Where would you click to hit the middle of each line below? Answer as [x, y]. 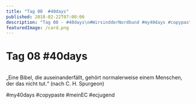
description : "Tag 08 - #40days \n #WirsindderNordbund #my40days [86, 22]
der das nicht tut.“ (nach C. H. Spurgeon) [55, 84]
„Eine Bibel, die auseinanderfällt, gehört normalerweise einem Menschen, [94, 78]
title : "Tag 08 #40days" [37, 11]
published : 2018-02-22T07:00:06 [45, 17]
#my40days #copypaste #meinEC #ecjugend [60, 95]
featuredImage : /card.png [37, 28]
